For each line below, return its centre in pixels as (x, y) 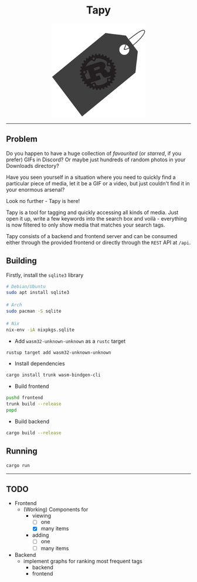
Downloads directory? (33, 165)
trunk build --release (34, 404)
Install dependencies (40, 364)
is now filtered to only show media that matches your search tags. (86, 225)
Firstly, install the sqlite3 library (45, 275)
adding (40, 535)
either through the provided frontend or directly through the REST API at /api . (98, 242)
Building (21, 261)
